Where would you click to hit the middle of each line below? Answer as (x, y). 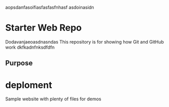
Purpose (19, 63)
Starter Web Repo (44, 28)
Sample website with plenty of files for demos (53, 99)
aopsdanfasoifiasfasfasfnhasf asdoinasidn (50, 7)
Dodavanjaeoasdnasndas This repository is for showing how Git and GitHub (85, 42)
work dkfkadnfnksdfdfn (30, 47)
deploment (29, 85)
